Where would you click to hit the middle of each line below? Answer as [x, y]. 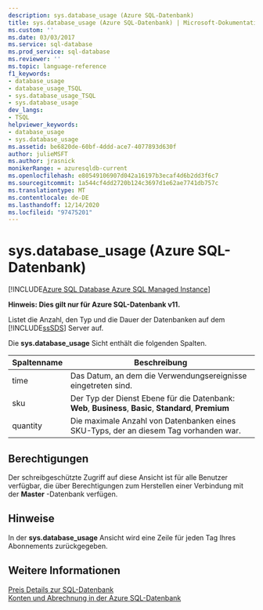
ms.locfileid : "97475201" [50, 212]
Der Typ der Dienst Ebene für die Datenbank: [153, 398]
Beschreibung [161, 363]
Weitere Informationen [65, 570]
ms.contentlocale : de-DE [49, 198]
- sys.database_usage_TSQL [52, 96]
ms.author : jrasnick [42, 162]
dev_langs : [26, 111]
